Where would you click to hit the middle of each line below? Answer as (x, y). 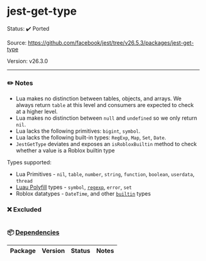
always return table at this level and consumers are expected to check (105, 105)
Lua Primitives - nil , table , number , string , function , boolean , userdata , (105, 174)
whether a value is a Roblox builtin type (65, 150)
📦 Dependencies (33, 232)
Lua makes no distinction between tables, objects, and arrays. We (99, 98)
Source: (17, 42)
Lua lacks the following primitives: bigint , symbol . (78, 131)
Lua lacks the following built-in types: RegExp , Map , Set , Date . (91, 138)
